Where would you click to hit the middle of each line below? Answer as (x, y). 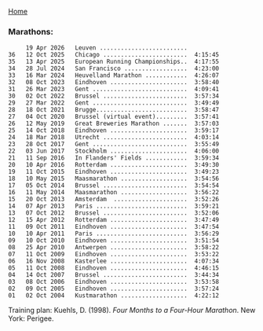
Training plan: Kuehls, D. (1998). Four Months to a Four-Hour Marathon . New (132, 311)
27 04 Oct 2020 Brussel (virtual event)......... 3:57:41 (114, 117)
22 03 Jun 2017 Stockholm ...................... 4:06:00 (114, 151)
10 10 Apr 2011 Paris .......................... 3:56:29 (114, 234)
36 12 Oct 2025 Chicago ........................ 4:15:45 (114, 55)
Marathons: (31, 31)
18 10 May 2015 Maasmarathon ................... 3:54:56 (114, 179)
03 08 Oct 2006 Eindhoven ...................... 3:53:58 (114, 282)
